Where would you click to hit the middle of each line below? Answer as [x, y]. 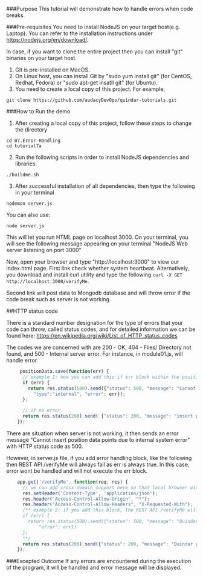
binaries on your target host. [41, 58]
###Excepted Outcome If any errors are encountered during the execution [99, 561]
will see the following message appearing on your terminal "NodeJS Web [97, 244]
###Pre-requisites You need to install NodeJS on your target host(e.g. [93, 27]
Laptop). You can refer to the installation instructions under [79, 33]
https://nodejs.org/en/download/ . [47, 40]
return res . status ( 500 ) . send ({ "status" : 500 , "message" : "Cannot [112, 388]
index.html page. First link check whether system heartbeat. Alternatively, [98, 268]
